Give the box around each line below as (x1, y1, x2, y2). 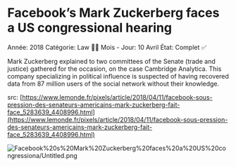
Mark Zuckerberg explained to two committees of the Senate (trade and (7, 57, 216, 65)
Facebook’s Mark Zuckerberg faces (7, 5, 220, 21)
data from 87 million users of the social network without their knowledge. (7, 79, 220, 88)
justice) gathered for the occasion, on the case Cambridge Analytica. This (7, 65, 222, 73)
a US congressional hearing (7, 20, 173, 36)
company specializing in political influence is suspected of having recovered (7, 72, 229, 80)
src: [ (7, 93, 23, 101)
